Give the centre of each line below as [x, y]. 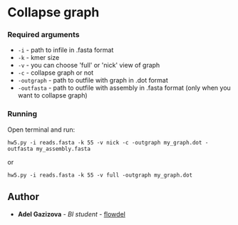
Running [22, 114]
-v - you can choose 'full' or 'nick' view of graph [89, 66]
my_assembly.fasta [63, 149]
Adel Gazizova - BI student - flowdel [72, 214]
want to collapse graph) [52, 95]
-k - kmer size [38, 58]
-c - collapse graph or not [56, 73]
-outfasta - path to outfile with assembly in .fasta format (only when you [124, 88]
